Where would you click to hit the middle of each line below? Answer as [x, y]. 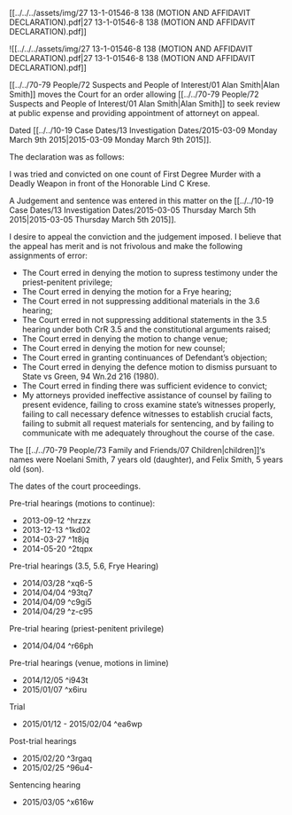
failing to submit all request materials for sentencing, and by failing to [148, 423]
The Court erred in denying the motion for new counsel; [123, 348]
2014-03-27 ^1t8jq [55, 539]
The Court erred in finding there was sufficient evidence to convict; [145, 386]
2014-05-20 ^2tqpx [57, 549]
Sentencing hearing [45, 785]
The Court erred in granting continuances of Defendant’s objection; [145, 357]
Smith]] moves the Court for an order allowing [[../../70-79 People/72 [134, 94]
